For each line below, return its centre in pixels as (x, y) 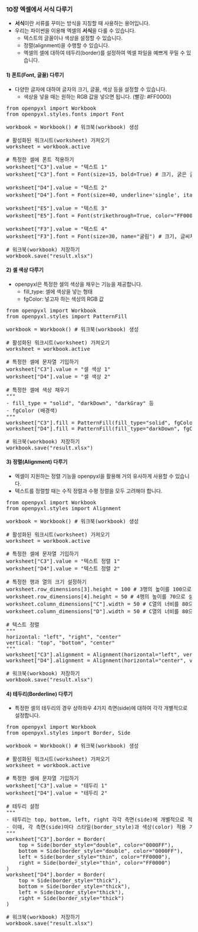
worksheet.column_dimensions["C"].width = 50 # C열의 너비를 (93, 604)
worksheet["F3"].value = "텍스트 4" (57, 229)
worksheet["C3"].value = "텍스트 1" (57, 167)
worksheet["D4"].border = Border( (56, 875)
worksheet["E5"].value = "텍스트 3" (57, 208)
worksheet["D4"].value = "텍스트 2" (57, 188)
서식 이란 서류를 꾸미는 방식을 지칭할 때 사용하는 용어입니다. (82, 23)
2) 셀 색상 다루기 (25, 270)
